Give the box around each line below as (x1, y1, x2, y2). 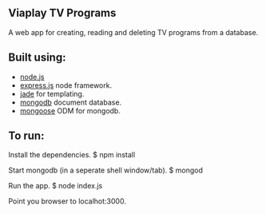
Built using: (8, 51, 66, 65)
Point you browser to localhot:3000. (8, 196, 126, 206)
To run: (8, 129, 45, 143)
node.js (19, 72, 46, 81)
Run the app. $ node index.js (8, 181, 103, 191)
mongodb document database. (19, 97, 122, 107)
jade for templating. (19, 89, 85, 98)
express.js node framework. (19, 80, 113, 90)
